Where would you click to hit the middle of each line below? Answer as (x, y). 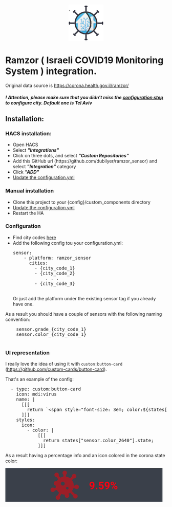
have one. (23, 304)
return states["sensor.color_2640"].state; (99, 441)
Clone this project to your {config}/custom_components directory (82, 202)
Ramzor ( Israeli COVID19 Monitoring (84, 60)
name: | (26, 400)
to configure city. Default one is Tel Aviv (49, 103)
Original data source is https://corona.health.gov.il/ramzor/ (67, 85)
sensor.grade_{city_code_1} (51, 329)
